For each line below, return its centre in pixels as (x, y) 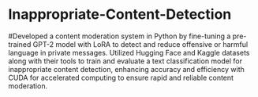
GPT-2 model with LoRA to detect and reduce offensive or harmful (140, 44)
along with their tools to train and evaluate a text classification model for (125, 61)
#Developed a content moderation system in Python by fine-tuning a (120, 36)
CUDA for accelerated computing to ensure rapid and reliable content (121, 77)
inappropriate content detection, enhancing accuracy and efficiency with (126, 69)
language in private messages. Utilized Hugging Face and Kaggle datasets (129, 52)
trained (20, 44)
